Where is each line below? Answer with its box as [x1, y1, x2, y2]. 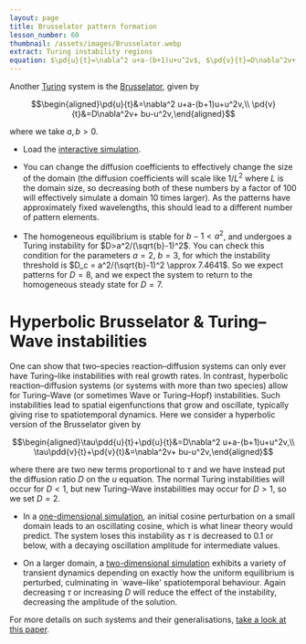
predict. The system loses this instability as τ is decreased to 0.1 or [22, 531, 274, 542]
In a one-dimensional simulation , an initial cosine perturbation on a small [22, 511, 295, 522]
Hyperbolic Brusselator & [9, 311, 205, 332]
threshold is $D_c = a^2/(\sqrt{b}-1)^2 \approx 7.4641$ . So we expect [22, 259, 284, 270]
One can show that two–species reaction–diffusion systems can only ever [9, 361, 287, 372]
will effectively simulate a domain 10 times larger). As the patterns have [22, 192, 290, 203]
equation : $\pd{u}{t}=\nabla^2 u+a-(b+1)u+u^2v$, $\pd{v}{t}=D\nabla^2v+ [9, 56, 297, 65]
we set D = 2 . [9, 493, 61, 504]
